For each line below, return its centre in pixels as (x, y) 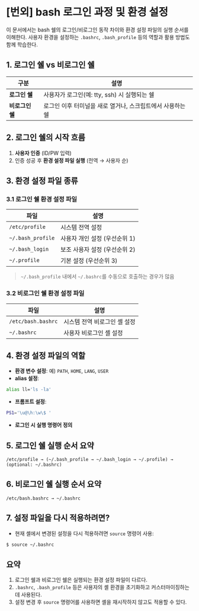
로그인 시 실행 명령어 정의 (44, 425)
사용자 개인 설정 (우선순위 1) (98, 239)
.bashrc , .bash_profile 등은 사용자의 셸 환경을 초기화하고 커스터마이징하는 (102, 587)
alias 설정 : (27, 378)
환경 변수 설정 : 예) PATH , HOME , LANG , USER (62, 371)
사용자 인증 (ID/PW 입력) (43, 153)
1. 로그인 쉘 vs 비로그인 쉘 (50, 65)
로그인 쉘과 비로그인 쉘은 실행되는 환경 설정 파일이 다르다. (81, 580)
